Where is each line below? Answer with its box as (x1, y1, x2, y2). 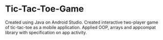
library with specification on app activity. (5, 29, 87, 35)
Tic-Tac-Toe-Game (5, 3, 84, 14)
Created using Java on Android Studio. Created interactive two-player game (5, 19, 159, 25)
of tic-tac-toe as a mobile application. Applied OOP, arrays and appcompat (5, 24, 156, 30)
